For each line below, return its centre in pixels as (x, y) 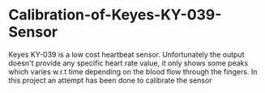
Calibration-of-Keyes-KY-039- (115, 15)
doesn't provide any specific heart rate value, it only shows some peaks (128, 63)
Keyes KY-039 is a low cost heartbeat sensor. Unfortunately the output (126, 54)
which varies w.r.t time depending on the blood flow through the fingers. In (133, 71)
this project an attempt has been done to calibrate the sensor (110, 80)
